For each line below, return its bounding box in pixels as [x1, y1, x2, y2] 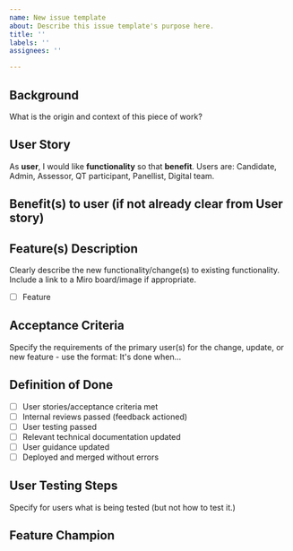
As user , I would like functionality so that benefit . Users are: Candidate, [9, 160, 278, 171]
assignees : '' [9, 47, 63, 56]
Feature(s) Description [9, 241, 139, 256]
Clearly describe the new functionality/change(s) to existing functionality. [9, 264, 280, 275]
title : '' [9, 30, 47, 39]
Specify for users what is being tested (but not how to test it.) [9, 502, 236, 512]
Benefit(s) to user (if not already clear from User [9, 196, 284, 211]
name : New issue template [9, 13, 106, 22]
